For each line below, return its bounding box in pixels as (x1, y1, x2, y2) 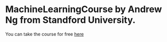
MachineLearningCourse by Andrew (5, 4, 162, 15)
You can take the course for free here (5, 31, 84, 37)
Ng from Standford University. (5, 14, 136, 26)
